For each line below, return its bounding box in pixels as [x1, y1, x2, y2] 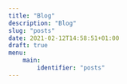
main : [22, 57, 42, 65]
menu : [8, 49, 26, 57]
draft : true [8, 42, 48, 50]
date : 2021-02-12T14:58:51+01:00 [8, 34, 120, 42]
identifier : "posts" [37, 64, 105, 72]
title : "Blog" [8, 11, 56, 20]
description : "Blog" [8, 19, 77, 27]
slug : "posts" [8, 26, 56, 34]
